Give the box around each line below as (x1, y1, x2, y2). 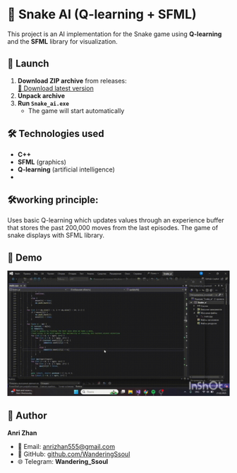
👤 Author (7, 409, 47, 422)
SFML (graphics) (17, 157, 67, 166)
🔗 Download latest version (17, 84, 94, 92)
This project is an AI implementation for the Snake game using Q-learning (7, 30, 222, 38)
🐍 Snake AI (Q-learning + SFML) (7, 6, 197, 23)
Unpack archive (17, 91, 66, 100)
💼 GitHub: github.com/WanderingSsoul (17, 450, 130, 458)
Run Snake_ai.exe (17, 99, 69, 107)
